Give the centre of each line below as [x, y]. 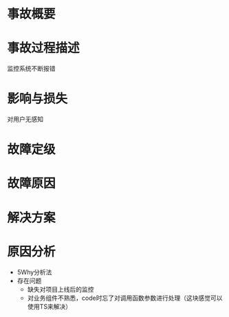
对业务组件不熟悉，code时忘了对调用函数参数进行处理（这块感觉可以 [125, 298]
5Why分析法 [34, 272]
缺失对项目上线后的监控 [61, 289]
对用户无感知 [25, 119]
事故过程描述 [44, 48]
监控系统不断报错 [31, 69]
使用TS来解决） [50, 306]
